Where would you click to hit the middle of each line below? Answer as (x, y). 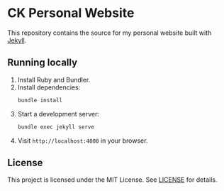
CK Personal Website (71, 13)
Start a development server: (58, 114)
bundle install (40, 100)
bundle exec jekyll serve (56, 127)
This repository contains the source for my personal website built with (110, 33)
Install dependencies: (49, 87)
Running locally (43, 63)
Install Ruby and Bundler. (54, 80)
